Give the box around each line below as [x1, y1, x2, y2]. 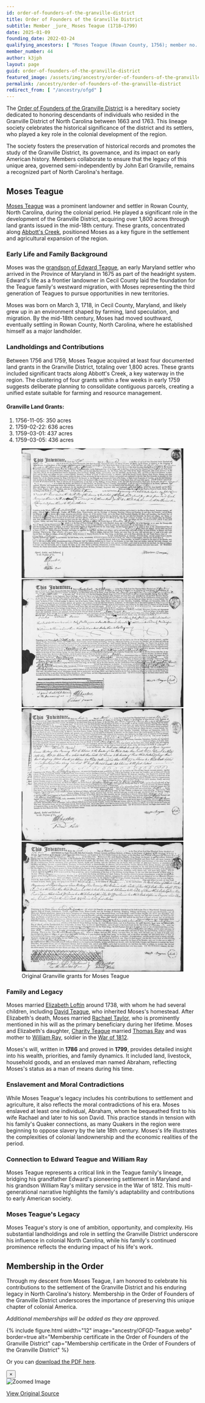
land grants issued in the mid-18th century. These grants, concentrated [6, 222, 185, 229]
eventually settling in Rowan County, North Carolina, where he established [6, 321, 193, 328]
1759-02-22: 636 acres [15, 423, 74, 430]
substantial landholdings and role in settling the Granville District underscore [6, 1230, 198, 1238]
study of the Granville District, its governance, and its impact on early [6, 149, 181, 156]
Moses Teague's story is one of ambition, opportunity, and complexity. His [6, 1224, 193, 1231]
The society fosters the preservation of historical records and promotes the [6, 142, 196, 150]
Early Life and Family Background [6, 250, 108, 258]
